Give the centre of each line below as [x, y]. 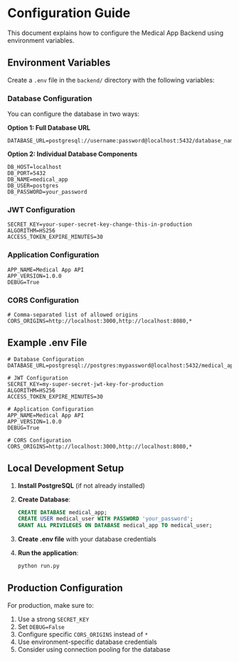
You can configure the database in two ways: [74, 114]
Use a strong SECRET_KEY [53, 619]
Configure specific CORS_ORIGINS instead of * [83, 634]
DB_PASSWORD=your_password [47, 192]
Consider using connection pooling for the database [94, 649]
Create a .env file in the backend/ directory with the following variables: [111, 80]
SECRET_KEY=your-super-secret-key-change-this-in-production [100, 225]
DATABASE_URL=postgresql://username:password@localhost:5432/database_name [122, 141]
